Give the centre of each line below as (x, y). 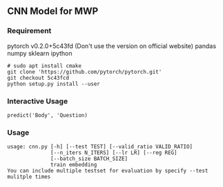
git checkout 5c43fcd (38, 78)
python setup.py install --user (54, 84)
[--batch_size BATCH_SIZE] (89, 159)
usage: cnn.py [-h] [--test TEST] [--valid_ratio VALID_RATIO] (100, 147)
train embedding (74, 165)
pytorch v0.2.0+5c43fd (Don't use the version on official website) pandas (111, 46)
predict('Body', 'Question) (48, 115)
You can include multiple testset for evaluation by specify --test (108, 171)
